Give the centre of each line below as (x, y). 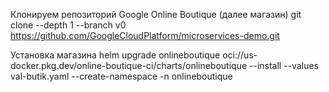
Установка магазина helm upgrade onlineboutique (115, 55)
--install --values (284, 65)
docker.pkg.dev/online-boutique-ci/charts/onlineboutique (129, 65)
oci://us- (240, 55)
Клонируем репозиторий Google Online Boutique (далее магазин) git (156, 14)
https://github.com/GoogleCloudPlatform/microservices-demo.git (145, 35)
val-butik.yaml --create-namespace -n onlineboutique (121, 76)
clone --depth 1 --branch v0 (68, 25)
